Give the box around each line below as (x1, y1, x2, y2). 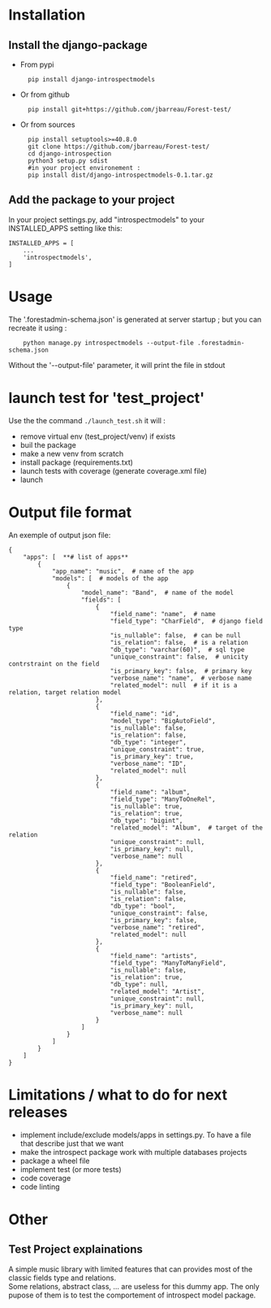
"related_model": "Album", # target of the (110, 824, 264, 832)
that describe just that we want (19, 1138, 124, 1148)
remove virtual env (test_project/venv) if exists (19, 431, 176, 441)
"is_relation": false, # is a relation (110, 638, 249, 646)
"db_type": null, (110, 980, 169, 988)
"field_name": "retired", (110, 873, 198, 881)
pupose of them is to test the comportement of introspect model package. (8, 1290, 256, 1300)
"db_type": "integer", (110, 738, 187, 746)
